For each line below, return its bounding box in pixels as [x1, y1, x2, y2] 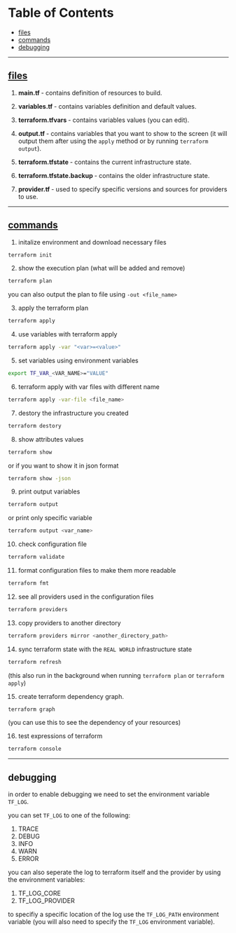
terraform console [8, 745, 62, 753]
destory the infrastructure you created [18, 409, 129, 417]
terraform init [8, 251, 53, 259]
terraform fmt [8, 580, 50, 587]
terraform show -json [8, 475, 71, 482]
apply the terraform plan [18, 304, 89, 313]
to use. [18, 192, 39, 200]
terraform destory [8, 422, 62, 429]
